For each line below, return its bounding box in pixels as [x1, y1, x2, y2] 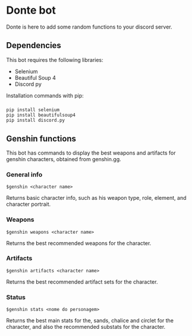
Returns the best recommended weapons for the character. [6, 239, 152, 247]
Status [6, 293, 26, 301]
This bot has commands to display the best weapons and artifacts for [6, 149, 177, 156]
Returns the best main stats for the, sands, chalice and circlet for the [6, 317, 174, 324]
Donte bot [6, 4, 56, 17]
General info [6, 170, 43, 178]
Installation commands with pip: [6, 92, 84, 99]
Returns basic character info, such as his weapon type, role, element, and [6, 194, 187, 202]
